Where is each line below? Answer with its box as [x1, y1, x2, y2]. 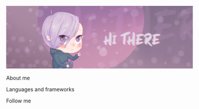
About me [6, 74, 30, 81]
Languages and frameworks [6, 85, 75, 93]
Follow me [6, 97, 31, 104]
